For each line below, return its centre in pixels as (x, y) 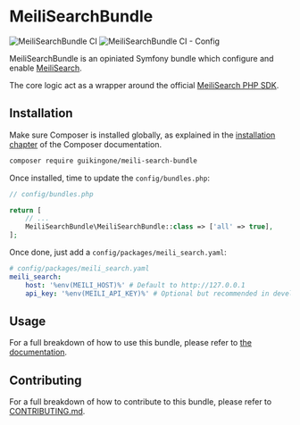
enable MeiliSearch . (46, 68)
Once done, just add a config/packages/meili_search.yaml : (118, 252)
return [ (25, 210)
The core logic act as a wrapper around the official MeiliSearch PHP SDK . (144, 85)
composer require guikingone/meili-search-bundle (104, 161)
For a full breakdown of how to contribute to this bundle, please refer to (141, 402)
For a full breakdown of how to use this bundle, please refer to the (131, 343)
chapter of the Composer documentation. (86, 144)
